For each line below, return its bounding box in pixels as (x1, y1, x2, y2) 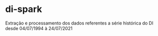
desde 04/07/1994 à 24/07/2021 (5, 25, 73, 31)
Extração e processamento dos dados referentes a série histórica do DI (5, 20, 153, 26)
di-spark (5, 3, 42, 15)
